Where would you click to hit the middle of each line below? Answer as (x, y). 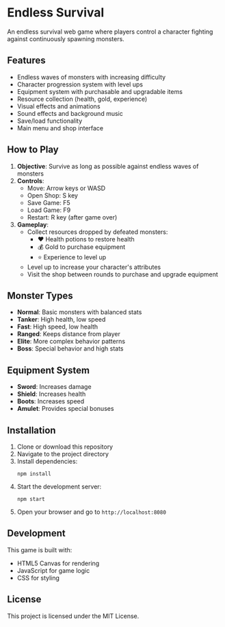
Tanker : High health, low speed (61, 320)
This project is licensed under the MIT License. (73, 616)
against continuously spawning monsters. (66, 38)
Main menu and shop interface (60, 128)
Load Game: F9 (49, 210)
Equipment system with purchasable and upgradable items (100, 91)
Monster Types (40, 295)
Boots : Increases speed (51, 401)
